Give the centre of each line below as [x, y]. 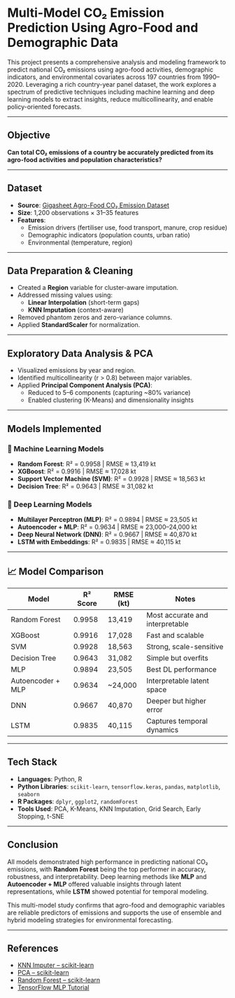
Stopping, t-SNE [41, 816]
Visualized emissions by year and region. [76, 370]
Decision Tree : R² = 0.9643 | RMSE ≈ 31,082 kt [85, 486]
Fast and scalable [175, 635]
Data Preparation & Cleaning [70, 271]
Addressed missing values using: [65, 295]
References [33, 948]
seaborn [28, 794]
